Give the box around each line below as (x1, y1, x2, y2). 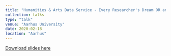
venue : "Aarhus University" (5, 21, 65, 27)
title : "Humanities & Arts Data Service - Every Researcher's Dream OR (5, 7, 160, 13)
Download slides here (5, 45, 51, 51)
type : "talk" (5, 17, 33, 22)
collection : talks (5, 12, 44, 17)
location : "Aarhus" (5, 31, 47, 36)
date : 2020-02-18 (5, 26, 42, 32)
